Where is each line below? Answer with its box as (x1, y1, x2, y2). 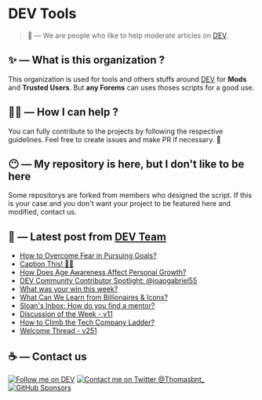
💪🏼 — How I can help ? (8, 105, 119, 119)
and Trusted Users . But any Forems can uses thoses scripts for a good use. (8, 83, 255, 92)
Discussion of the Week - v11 (19, 310, 113, 319)
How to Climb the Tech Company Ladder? (19, 317, 155, 327)
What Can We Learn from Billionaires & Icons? (19, 292, 169, 303)
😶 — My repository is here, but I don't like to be (8, 157, 245, 171)
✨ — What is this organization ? (8, 53, 166, 67)
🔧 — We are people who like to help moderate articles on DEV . (27, 31, 229, 40)
